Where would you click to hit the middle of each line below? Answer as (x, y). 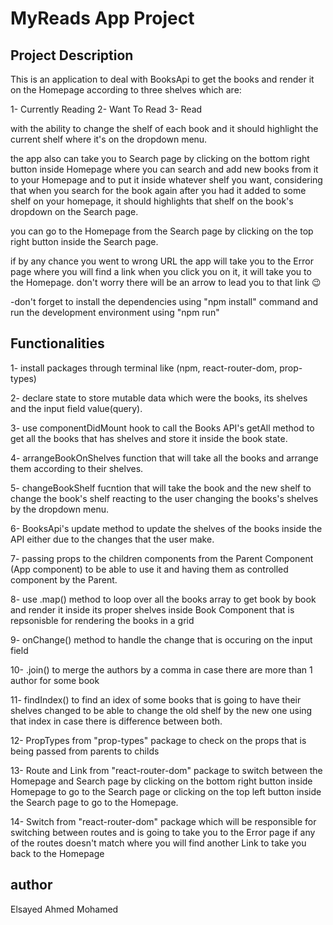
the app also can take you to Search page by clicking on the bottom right (160, 158)
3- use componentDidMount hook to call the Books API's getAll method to (162, 428)
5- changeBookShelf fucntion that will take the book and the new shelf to (161, 488)
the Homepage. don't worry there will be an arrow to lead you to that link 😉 (166, 282)
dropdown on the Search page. (74, 211)
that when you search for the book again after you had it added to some (158, 190)
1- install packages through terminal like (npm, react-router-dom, (144, 368)
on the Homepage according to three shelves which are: (126, 90)
